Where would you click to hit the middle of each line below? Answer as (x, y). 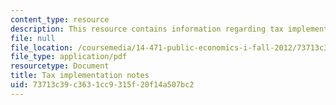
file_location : (42, 47)
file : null (33, 38)
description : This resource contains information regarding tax (147, 29)
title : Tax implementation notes (80, 76)
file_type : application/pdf (69, 57)
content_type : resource (60, 19)
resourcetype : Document (60, 66)
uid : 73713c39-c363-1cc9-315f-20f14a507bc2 (102, 85)
